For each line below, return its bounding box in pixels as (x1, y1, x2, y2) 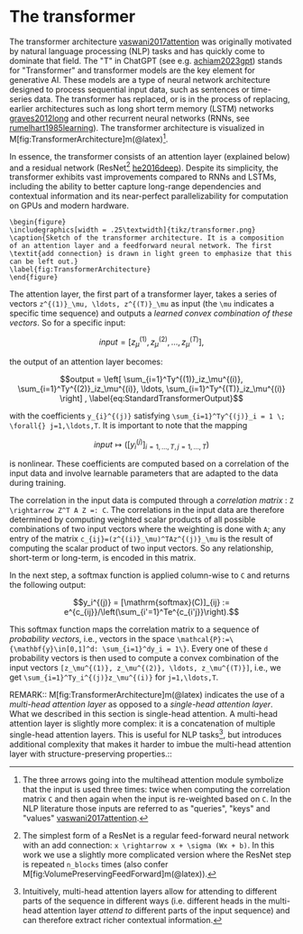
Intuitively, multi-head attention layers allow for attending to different (22, 885, 278, 896)
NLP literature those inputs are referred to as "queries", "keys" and (22, 802, 271, 813)
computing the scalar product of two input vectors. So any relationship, (9, 543, 274, 554)
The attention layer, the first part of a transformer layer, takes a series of (9, 288, 278, 299)
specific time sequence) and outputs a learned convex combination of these (9, 308, 293, 319)
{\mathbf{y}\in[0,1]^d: (9, 645, 99, 655)
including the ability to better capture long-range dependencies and (9, 181, 262, 192)
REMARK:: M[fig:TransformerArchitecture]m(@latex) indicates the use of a (9, 690, 286, 700)
